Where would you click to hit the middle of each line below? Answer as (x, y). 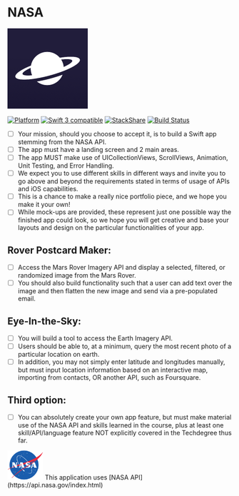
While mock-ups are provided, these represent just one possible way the (124, 212)
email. (26, 299)
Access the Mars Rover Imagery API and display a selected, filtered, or (122, 268)
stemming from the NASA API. (62, 142)
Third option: (37, 400)
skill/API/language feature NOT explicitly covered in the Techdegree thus (124, 433)
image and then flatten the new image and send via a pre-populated (117, 291)
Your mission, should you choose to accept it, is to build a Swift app (117, 133)
